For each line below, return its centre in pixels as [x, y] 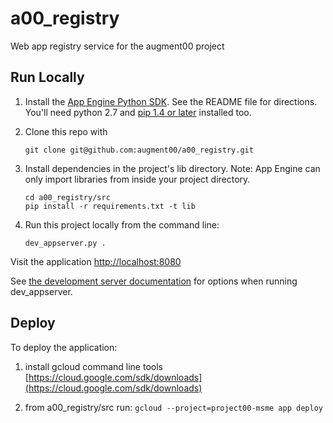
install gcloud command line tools [93, 366]
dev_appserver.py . [65, 243]
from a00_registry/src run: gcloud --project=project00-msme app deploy [173, 407]
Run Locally [47, 77]
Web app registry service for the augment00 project [117, 46]
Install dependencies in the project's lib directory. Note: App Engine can [172, 168]
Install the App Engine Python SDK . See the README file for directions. [171, 101]
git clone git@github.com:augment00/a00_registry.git [139, 150]
